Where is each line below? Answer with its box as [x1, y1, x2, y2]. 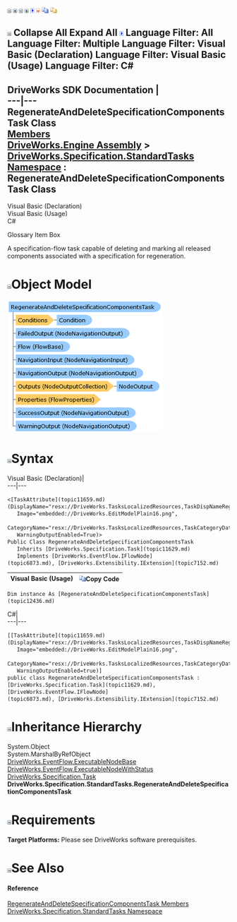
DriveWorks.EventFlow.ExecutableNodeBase [7, 758, 137, 766]
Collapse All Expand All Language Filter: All [13, 27, 214, 39]
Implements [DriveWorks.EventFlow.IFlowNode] [16, 553, 153, 560]
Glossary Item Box [7, 231, 61, 239]
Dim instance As [7, 591, 55, 598]
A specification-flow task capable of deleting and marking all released [7, 244, 212, 253]
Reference [7, 884, 39, 892]
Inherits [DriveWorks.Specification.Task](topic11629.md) [16, 546, 191, 553]
